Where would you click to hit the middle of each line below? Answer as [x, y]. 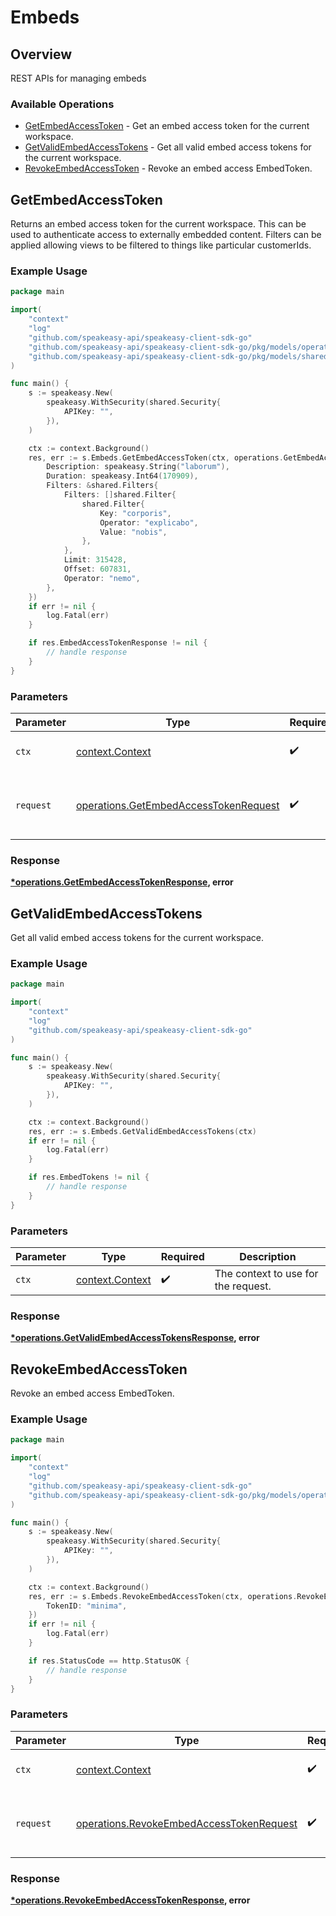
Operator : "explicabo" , [149, 522]
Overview [41, 54]
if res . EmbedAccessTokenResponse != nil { [118, 643]
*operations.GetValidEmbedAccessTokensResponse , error [135, 1338]
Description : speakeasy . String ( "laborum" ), [138, 467]
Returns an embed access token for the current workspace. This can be [158, 224]
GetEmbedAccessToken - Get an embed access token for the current [167, 126]
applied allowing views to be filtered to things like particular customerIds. [161, 245]
